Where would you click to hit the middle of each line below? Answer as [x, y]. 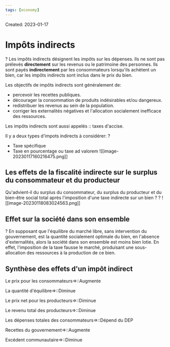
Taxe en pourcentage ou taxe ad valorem [55, 151]
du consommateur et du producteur [63, 180]
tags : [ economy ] [22, 10]
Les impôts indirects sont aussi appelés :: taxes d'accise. [65, 126]
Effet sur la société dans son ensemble [68, 219]
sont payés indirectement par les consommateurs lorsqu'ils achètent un [81, 69]
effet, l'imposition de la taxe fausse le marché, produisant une [70, 247]
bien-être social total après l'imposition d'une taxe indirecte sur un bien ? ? [83, 198]
